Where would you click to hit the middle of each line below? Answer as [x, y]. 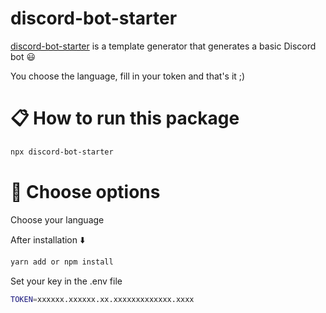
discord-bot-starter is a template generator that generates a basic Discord [163, 46]
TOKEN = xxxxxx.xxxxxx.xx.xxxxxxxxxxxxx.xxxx [102, 299]
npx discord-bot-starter [62, 152]
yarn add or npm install [62, 262]
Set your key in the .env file [66, 281]
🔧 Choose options [85, 191]
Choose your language [57, 219]
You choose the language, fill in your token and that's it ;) [128, 76]
